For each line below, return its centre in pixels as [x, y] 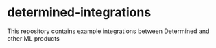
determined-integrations [79, 13]
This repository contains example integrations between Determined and [108, 31]
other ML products [33, 38]
